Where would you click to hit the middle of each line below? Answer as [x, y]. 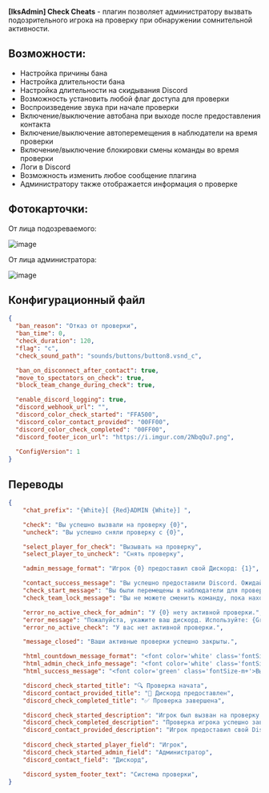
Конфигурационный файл [77, 300]
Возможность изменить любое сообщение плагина [108, 175]
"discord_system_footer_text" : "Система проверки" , [110, 774]
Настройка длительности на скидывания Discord [104, 90]
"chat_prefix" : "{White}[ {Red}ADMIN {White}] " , [107, 510]
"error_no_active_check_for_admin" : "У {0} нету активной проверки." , [143, 613]
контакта [35, 124]
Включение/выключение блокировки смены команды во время [129, 150]
